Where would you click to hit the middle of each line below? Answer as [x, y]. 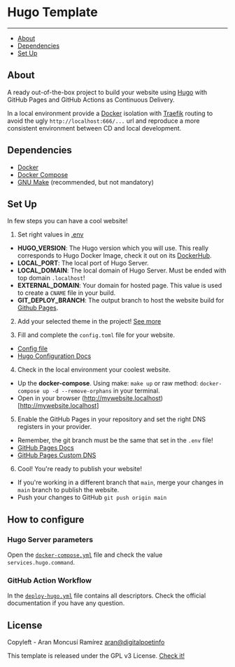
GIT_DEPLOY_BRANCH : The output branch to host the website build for [121, 301]
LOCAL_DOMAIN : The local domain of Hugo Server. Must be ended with [122, 270]
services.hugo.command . [41, 562]
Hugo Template [52, 12]
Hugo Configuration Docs [54, 356]
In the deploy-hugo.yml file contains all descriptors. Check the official [107, 596]
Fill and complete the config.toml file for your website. [96, 335]
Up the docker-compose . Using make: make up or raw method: [108, 383]
